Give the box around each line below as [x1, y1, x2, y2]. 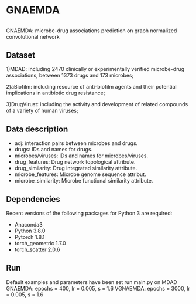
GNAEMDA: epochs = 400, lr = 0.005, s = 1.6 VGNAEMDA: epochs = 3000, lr [6, 285, 190, 292]
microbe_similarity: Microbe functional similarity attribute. [14, 177, 153, 184]
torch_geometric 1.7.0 [14, 240, 66, 247]
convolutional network [6, 33, 60, 40]
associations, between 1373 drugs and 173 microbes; [6, 72, 134, 79]
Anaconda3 [14, 221, 43, 228]
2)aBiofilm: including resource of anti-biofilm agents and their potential [6, 83, 177, 90]
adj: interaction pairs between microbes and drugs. [14, 140, 138, 147]
